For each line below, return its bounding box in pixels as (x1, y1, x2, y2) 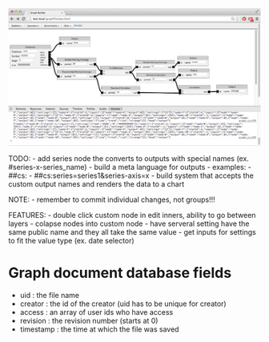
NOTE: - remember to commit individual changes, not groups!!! (8, 195, 216, 204)
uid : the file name (19, 291, 80, 300)
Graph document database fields (8, 264, 232, 282)
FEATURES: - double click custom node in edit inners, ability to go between (8, 211, 256, 220)
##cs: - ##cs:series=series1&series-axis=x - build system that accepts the (8, 171, 254, 180)
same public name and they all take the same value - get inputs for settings (8, 227, 256, 237)
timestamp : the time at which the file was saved (19, 324, 179, 334)
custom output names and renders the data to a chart (8, 179, 185, 189)
